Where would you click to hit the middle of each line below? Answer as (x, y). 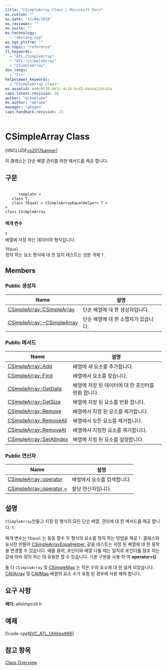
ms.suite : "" (19, 28)
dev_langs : (16, 70)
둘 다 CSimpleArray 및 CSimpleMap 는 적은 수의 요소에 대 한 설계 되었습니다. (80, 567)
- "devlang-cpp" (26, 38)
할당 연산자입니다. (92, 489)
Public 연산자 (21, 456)
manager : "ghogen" (24, 107)
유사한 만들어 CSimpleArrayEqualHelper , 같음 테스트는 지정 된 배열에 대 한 (78, 544)
